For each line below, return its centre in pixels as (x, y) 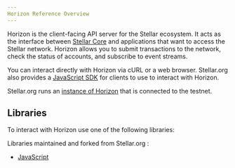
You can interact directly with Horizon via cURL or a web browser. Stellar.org (117, 70)
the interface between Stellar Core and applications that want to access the (116, 41)
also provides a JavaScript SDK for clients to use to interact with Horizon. (113, 77)
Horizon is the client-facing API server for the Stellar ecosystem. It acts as (114, 34)
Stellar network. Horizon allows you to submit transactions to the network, (114, 49)
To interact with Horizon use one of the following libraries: (91, 130)
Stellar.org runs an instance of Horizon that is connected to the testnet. (110, 91)
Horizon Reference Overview (48, 14)
